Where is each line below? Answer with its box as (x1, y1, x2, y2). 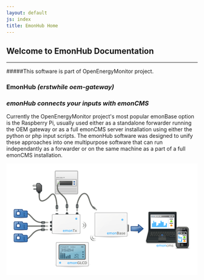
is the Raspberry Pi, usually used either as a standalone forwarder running (6, 119, 192, 127)
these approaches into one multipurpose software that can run (6, 138, 163, 146)
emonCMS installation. (6, 152, 63, 159)
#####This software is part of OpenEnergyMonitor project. (6, 67, 154, 75)
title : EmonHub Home (6, 22, 59, 29)
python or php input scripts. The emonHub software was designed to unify (6, 132, 193, 140)
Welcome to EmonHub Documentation (6, 46, 154, 56)
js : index (6, 16, 32, 22)
